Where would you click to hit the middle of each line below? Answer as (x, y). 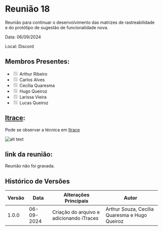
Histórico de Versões (38, 181)
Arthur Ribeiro (33, 74)
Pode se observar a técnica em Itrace (42, 130)
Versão (16, 198)
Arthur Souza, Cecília (130, 209)
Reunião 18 (27, 9)
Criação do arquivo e (76, 212)
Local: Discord (19, 46)
